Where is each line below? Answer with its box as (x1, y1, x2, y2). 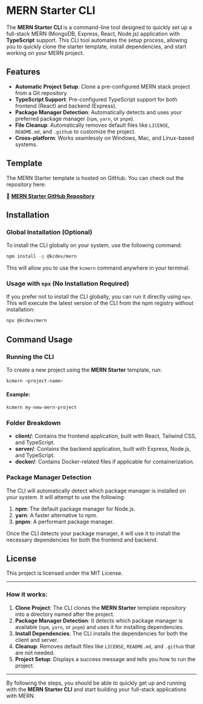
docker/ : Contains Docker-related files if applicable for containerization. (14, 458, 195, 465)
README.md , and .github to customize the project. (14, 128, 136, 135)
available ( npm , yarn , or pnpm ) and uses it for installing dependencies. (14, 623, 184, 630)
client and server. (14, 636, 59, 644)
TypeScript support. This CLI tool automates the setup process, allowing (6, 36, 187, 44)
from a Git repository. (14, 89, 68, 97)
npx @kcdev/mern (6, 318, 47, 324)
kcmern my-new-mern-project (6, 404, 77, 411)
